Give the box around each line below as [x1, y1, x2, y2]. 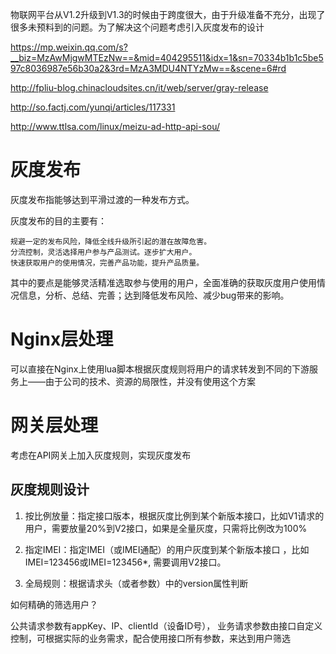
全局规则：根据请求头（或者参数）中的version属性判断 [24, 577, 249, 589]
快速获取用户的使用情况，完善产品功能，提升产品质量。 [10, 258, 205, 268]
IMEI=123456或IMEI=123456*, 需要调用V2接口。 [24, 556, 227, 568]
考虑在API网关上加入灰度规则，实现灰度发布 [10, 449, 192, 461]
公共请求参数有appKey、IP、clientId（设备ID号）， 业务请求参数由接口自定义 [10, 619, 323, 632]
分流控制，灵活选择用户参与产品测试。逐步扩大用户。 [10, 247, 197, 257]
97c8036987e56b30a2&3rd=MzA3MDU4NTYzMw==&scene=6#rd [10, 63, 287, 74]
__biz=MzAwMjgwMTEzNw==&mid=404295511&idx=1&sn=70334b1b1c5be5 [10, 52, 324, 63]
